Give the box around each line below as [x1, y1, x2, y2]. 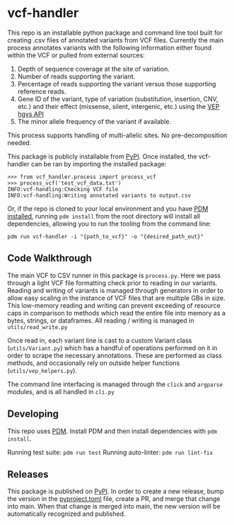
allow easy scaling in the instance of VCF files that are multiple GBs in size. [7, 294, 226, 302]
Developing [7, 408, 59, 420]
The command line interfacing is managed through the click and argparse [7, 380, 223, 388]
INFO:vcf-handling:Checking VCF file [7, 185, 119, 192]
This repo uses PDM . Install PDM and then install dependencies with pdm [7, 427, 218, 435]
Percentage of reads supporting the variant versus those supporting [17, 79, 216, 88]
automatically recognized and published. [7, 509, 126, 518]
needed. [7, 138, 32, 146]
